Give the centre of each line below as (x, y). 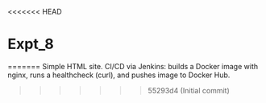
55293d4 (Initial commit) (189, 90)
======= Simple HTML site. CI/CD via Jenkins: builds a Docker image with (133, 66)
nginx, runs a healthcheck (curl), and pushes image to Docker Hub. (119, 75)
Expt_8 (31, 44)
